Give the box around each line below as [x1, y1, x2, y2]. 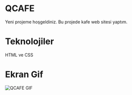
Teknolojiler [5, 36, 54, 47]
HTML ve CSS [5, 52, 33, 58]
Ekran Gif [5, 69, 44, 80]
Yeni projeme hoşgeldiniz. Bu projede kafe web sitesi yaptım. [5, 19, 128, 25]
